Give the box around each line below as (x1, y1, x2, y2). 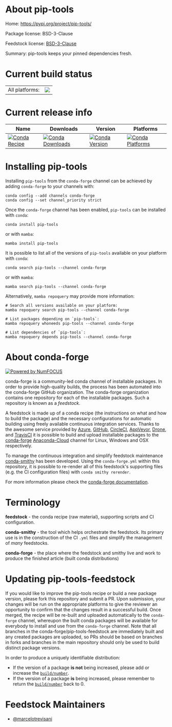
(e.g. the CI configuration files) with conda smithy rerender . (5, 469, 131, 475)
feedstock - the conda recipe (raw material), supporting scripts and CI (5, 513, 155, 520)
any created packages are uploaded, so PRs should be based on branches (5, 634, 163, 640)
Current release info (5, 107, 93, 118)
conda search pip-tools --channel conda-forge (5, 265, 106, 270)
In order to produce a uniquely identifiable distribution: (5, 654, 120, 660)
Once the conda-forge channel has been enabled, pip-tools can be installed (5, 206, 166, 213)
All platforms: (8, 86, 40, 93)
